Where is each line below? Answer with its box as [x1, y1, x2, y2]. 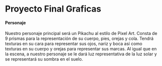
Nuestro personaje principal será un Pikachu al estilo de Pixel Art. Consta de [5, 31, 158, 36]
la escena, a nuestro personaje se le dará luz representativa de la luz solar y [5, 51, 157, 57]
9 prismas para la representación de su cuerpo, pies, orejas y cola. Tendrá [5, 35, 154, 42]
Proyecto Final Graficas [5, 3, 101, 15]
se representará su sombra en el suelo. [5, 56, 83, 62]
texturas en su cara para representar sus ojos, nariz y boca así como [5, 41, 143, 47]
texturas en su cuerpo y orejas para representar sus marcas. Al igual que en [5, 46, 157, 52]
